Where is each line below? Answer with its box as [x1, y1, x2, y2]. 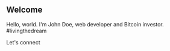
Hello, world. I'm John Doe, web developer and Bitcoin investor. [6, 20, 164, 28]
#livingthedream [6, 27, 47, 34]
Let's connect [6, 38, 40, 46]
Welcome [6, 5, 43, 15]
